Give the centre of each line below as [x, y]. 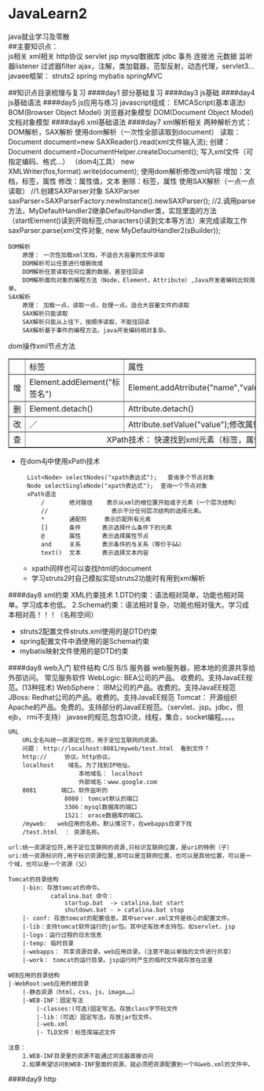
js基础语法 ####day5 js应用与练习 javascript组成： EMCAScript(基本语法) [127, 102]
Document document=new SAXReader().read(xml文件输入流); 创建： [119, 142]
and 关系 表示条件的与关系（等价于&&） [113, 544]
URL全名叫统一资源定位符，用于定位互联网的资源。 [92, 740]
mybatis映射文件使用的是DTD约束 [74, 651]
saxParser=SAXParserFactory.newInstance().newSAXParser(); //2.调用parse [132, 201]
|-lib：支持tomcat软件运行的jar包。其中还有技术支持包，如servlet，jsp [129, 926]
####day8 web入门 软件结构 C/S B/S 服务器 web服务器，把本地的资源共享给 [132, 668]
